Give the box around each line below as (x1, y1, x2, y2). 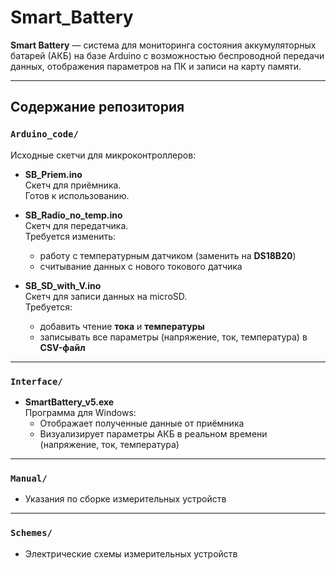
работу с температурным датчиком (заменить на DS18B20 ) (39, 249, 297, 261)
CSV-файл (39, 341, 86, 353)
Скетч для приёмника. (24, 179, 122, 191)
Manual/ (10, 472, 48, 484)
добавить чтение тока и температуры (39, 320, 205, 332)
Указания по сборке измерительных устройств (24, 493, 227, 505)
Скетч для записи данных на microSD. (24, 290, 188, 302)
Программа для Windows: (24, 406, 137, 418)
